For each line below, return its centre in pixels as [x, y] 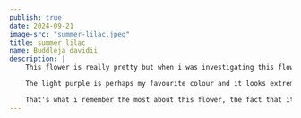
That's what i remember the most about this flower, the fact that [154, 99]
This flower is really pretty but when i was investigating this [150, 68]
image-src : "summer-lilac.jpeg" [69, 34]
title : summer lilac [48, 42]
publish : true [36, 17]
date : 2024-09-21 [42, 26]
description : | [38, 59]
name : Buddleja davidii [54, 51]
